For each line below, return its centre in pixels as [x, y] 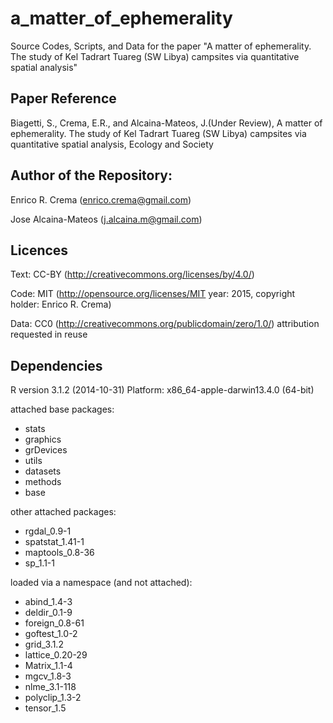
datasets [43, 471]
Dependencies [56, 365]
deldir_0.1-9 [48, 613]
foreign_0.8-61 [54, 623]
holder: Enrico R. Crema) [61, 304]
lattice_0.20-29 [56, 655]
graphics [43, 439]
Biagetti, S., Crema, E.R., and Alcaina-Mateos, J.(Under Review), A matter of [166, 123]
